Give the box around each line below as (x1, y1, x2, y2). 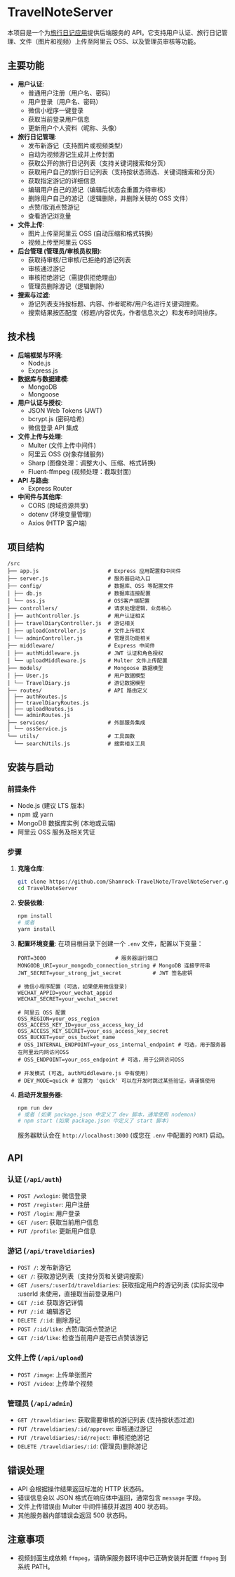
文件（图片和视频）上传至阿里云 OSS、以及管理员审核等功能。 (19, 37, 200, 46)
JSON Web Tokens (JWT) (27, 406, 103, 415)
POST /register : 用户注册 (17, 1200, 90, 1209)
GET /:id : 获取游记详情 (17, 1299, 84, 1307)
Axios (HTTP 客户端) (27, 518, 88, 527)
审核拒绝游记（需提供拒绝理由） (27, 273, 121, 281)
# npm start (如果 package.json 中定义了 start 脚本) (17, 1117, 170, 1125)
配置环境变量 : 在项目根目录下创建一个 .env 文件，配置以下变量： (17, 939, 203, 948)
